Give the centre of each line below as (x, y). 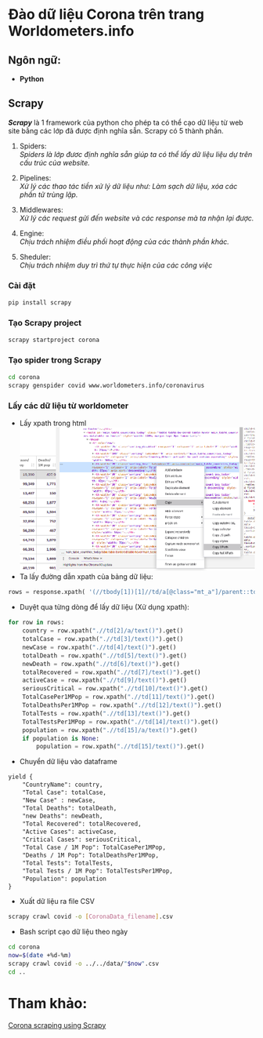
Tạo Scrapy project (45, 322)
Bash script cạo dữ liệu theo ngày (74, 932)
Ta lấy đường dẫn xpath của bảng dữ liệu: (86, 577)
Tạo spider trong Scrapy (55, 360)
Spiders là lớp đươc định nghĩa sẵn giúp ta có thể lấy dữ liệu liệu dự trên (136, 154)
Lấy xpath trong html (53, 423)
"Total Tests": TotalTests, (68, 863)
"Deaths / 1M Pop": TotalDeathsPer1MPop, (90, 856)
